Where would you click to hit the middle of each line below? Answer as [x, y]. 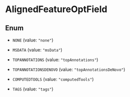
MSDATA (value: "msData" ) [37, 50]
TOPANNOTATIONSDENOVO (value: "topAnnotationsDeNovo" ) [69, 69]
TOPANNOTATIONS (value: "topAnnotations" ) [55, 60]
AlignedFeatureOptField [56, 9]
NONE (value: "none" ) [33, 40]
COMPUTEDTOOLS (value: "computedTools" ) [53, 79]
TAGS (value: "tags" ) [33, 89]
